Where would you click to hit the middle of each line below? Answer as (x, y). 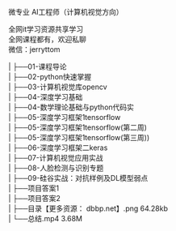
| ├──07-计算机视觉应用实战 (56, 158)
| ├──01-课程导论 (38, 66)
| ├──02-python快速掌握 (50, 77)
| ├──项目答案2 (34, 198)
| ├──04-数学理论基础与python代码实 (71, 107)
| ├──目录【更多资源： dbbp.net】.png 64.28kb (88, 208)
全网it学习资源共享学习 (46, 29)
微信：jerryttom (34, 49)
